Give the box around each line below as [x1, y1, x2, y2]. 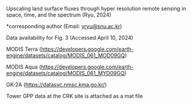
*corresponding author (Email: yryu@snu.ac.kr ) [6, 23, 122, 30]
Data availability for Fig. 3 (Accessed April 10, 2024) [6, 34, 134, 41]
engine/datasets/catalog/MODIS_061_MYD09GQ [6, 70, 125, 76]
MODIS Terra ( [6, 45, 42, 53]
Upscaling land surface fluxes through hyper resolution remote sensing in [6, 5, 186, 12]
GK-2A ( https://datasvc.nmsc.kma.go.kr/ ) [6, 81, 107, 88]
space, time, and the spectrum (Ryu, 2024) [6, 11, 112, 18]
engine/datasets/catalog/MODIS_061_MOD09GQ [6, 52, 125, 58]
